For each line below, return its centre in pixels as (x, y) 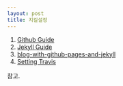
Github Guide (36, 39)
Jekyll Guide (35, 47)
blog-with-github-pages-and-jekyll (66, 54)
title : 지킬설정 (27, 20)
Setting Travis (37, 61)
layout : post (26, 13)
